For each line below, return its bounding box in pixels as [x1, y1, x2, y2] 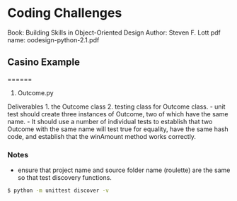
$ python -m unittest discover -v [7, 187, 110, 195]
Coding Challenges [7, 5, 122, 21]
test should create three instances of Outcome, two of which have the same [7, 109, 229, 118]
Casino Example [7, 56, 80, 68]
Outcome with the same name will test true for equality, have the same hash [7, 125, 229, 133]
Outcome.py [17, 88, 54, 97]
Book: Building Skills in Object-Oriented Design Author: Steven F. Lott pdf [7, 28, 221, 37]
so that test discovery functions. [17, 173, 112, 182]
